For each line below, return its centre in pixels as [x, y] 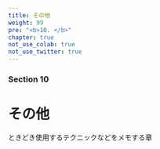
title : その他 [29, 15]
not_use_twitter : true [45, 52]
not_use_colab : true [42, 45]
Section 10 [29, 79]
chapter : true [31, 37]
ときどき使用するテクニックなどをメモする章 [80, 137]
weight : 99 [26, 23]
